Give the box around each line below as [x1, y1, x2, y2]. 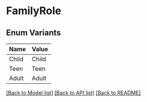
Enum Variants [6, 28, 61, 38]
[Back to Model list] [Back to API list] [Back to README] [6, 90, 141, 96]
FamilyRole [6, 4, 62, 18]
